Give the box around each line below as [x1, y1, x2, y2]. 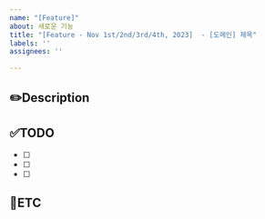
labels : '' [9, 38, 51, 48]
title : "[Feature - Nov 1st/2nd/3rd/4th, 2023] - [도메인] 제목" [9, 30, 258, 39]
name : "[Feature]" [9, 13, 79, 23]
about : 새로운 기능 [9, 22, 74, 31]
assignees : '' [9, 47, 64, 56]
